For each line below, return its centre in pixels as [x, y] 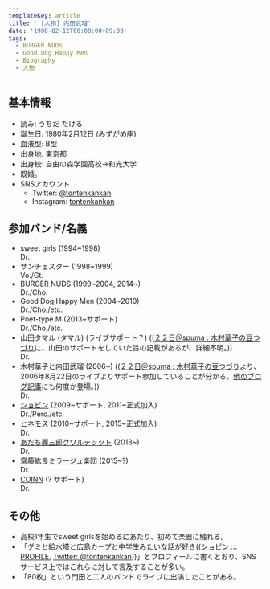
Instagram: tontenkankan [73, 201]
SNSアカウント [45, 184]
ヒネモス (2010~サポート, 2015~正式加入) [88, 423]
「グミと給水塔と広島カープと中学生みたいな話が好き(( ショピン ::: [129, 546]
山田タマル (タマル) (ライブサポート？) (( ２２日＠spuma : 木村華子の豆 [136, 337]
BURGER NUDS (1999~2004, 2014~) [80, 284]
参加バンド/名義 [48, 229]
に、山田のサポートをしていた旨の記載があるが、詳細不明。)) [133, 348]
